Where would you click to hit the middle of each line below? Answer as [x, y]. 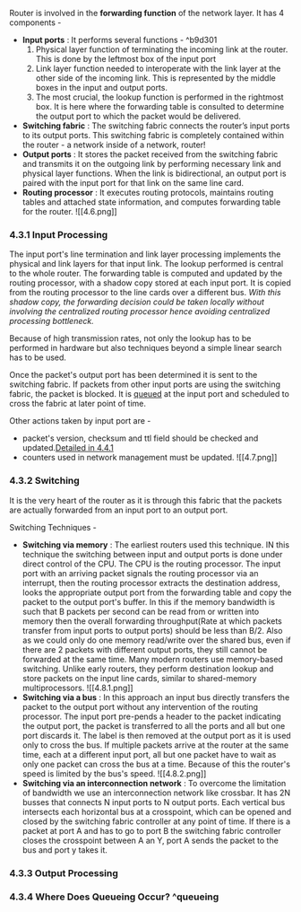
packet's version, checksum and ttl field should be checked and [140, 438]
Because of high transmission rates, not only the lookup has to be [130, 338]
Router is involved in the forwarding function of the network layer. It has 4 [147, 13]
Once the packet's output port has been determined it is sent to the [133, 375]
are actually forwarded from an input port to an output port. [119, 510]
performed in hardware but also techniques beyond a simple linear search [146, 348]
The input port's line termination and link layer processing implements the [145, 254]
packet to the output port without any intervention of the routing [140, 706]
